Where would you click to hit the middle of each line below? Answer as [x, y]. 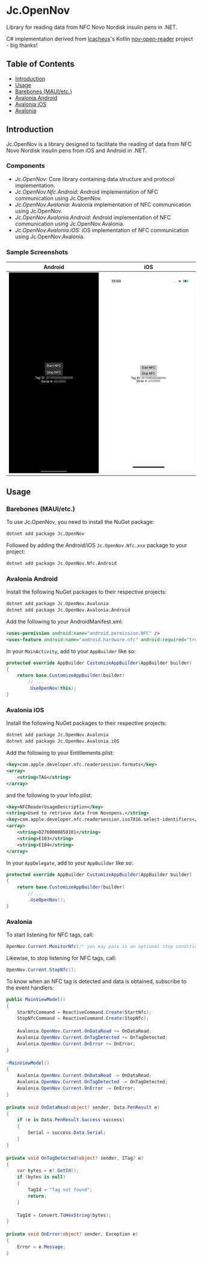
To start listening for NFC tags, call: [50, 935]
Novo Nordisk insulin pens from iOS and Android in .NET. [77, 150]
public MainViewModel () [36, 999]
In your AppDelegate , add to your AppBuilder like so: [70, 863]
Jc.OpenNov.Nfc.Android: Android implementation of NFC [87, 192]
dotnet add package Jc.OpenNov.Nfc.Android [62, 564]
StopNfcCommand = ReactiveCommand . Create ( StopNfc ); [83, 1018]
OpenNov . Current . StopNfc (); [41, 970]
